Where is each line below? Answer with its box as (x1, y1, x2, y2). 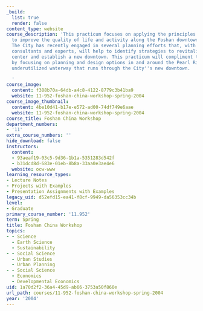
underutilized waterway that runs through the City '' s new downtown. (11, 65, 190, 71)
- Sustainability (11, 244, 56, 251)
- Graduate (6, 205, 34, 212)
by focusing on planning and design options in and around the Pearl (11, 59, 190, 65)
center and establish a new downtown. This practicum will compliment (11, 54, 193, 60)
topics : (6, 228, 26, 234)
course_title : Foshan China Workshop (6, 116, 101, 122)
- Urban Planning (11, 261, 56, 268)
